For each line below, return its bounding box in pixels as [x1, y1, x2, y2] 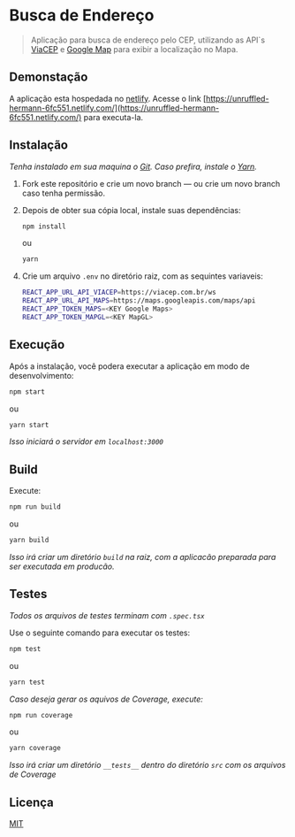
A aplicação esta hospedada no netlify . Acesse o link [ [9, 93, 207, 104]
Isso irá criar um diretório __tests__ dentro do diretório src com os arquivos [9, 760, 286, 771]
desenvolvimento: [9, 370, 74, 380]
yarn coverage [9, 744, 62, 753]
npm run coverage [9, 710, 73, 719]
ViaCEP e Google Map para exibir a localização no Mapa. [30, 43, 238, 54]
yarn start [9, 420, 49, 429]
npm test [9, 644, 42, 653]
